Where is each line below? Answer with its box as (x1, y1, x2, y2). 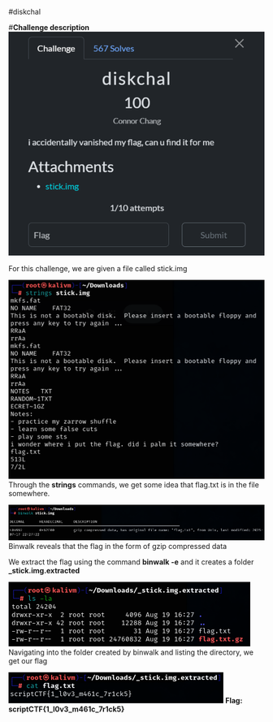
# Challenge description (8, 23, 90, 32)
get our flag (8, 656, 48, 666)
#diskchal (8, 7, 41, 16)
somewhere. (8, 489, 50, 499)
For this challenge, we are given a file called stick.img (8, 264, 188, 273)
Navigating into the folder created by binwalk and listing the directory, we (8, 647, 254, 657)
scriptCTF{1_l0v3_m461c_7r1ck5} (8, 704, 125, 714)
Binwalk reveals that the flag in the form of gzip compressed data (8, 542, 227, 551)
